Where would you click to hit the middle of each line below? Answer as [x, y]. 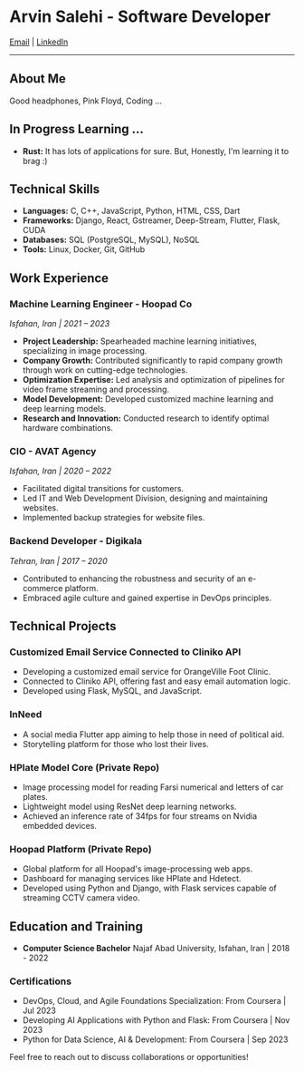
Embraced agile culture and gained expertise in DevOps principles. [147, 598]
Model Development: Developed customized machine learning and [148, 399]
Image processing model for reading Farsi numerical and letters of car [153, 787]
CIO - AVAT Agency [53, 451]
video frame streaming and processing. [96, 389]
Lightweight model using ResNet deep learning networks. [129, 806]
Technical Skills [55, 189]
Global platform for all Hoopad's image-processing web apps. [138, 869]
